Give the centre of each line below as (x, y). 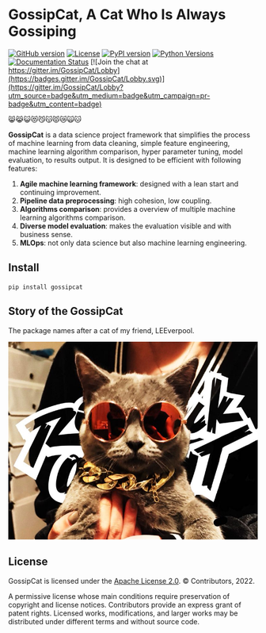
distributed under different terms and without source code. (104, 621)
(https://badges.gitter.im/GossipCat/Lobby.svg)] (86, 79)
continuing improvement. (60, 192)
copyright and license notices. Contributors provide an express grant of (125, 604)
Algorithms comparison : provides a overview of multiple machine (127, 209)
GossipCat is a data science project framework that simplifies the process (129, 134)
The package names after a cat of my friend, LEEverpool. (101, 330)
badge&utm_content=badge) (55, 104)
